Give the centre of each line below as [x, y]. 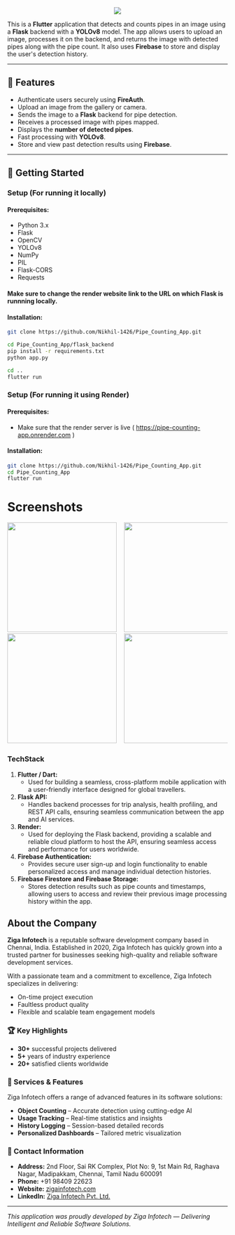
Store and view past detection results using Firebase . [94, 144]
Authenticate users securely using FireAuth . [81, 99]
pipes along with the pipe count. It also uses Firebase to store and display [114, 46]
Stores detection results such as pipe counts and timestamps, [117, 886]
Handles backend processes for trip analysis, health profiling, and [123, 804]
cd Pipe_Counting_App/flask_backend [60, 345]
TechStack [26, 759]
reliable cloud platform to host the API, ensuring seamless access [122, 841]
